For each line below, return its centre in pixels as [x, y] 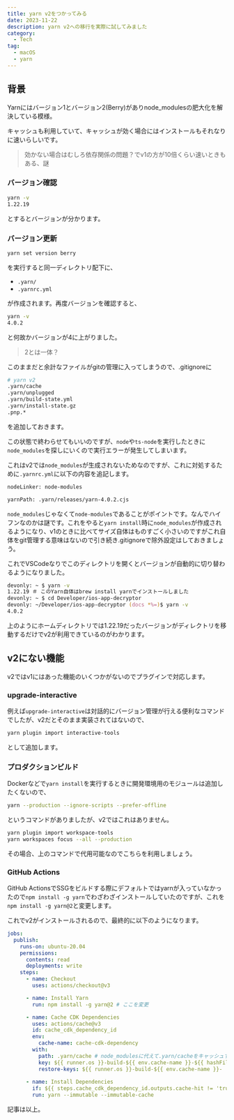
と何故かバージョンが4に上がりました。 [64, 337]
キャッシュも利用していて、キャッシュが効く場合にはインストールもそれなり [117, 130]
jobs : [15, 934]
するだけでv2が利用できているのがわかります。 [80, 634]
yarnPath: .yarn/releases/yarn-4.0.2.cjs [68, 500]
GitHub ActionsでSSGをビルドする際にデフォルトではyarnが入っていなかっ [115, 888]
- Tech [23, 40]
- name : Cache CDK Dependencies [72, 1017]
